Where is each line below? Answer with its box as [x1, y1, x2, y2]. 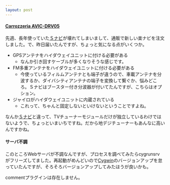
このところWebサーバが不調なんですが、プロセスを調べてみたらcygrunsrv [5, 151, 160, 157]
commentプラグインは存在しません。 [5, 174, 83, 180]
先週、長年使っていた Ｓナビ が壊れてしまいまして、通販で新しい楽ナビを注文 [5, 35, 165, 41]
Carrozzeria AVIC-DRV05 [5, 23, 60, 29]
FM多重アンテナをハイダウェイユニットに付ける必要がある [12, 64, 135, 71]
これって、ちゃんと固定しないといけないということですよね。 [20, 102, 149, 109]
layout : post [5, 7, 33, 13]
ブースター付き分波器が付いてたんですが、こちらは [47, 84, 153, 90]
